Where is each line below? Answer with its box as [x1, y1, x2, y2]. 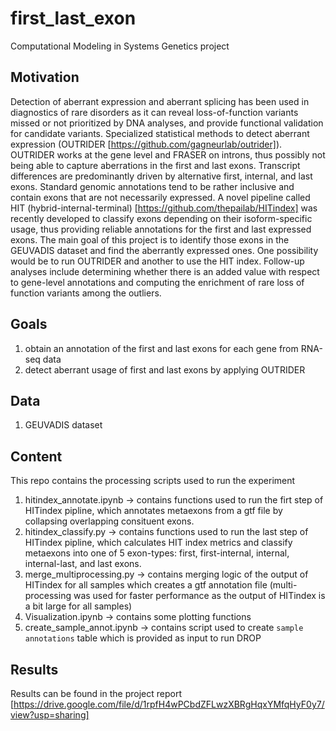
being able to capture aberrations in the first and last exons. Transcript [10, 159, 301, 171]
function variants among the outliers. [10, 287, 162, 299]
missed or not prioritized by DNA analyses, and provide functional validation [10, 117, 324, 129]
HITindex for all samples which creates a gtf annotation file [24, 579, 268, 591]
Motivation [10, 69, 80, 86]
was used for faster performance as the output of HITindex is [73, 590, 326, 602]
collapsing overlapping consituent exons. [24, 515, 195, 527]
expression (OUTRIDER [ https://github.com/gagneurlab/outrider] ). [10, 138, 283, 150]
